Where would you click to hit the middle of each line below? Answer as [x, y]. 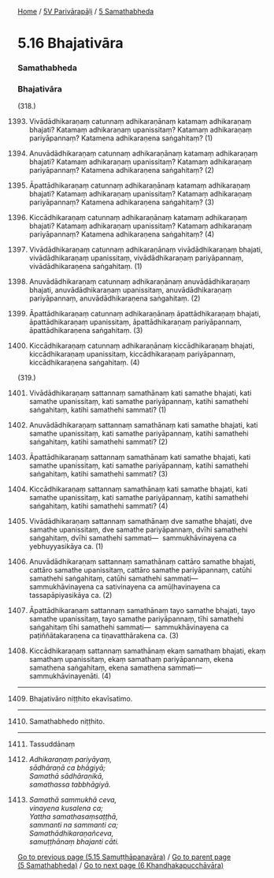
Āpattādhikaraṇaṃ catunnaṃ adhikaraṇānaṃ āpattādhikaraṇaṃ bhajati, [145, 314]
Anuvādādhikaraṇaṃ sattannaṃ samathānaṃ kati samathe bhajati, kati [143, 425]
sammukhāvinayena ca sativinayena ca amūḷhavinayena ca [124, 587]
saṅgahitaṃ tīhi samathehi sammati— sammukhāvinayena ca [129, 627]
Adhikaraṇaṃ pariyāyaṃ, [70, 760]
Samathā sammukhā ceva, [73, 800]
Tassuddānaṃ [52, 744]
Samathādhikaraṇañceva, [71, 833]
